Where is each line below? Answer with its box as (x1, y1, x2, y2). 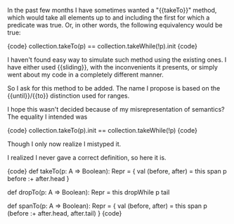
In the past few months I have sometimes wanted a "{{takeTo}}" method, (7, 6, 217, 14)
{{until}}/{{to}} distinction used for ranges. (7, 91, 130, 100)
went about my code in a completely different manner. (7, 70, 164, 79)
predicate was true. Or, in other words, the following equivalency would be (7, 21, 223, 29)
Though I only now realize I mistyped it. (7, 140, 122, 148)
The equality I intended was (7, 112, 88, 121)
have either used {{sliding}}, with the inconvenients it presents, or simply (7, 63, 218, 71)
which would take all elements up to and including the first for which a (7, 13, 210, 22)
